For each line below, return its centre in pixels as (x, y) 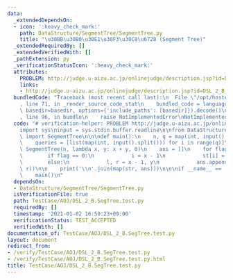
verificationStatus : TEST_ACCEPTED (65, 220)
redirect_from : (29, 246)
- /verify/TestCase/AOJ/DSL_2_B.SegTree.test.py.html (87, 259)
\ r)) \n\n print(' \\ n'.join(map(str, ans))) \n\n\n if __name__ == (121, 168)
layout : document (32, 240)
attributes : (31, 72)
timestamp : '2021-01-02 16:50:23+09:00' (72, 214)
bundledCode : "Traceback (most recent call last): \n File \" (105, 98)
